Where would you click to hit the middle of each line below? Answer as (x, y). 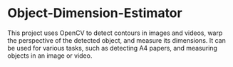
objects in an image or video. (50, 56)
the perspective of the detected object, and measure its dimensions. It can (116, 40)
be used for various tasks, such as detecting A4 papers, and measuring (112, 48)
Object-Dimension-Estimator (95, 13)
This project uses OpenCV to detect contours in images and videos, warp (115, 33)
